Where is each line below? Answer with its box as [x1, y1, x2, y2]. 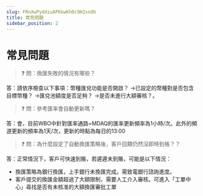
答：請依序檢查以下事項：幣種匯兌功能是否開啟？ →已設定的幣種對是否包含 [6, 85, 194, 92]
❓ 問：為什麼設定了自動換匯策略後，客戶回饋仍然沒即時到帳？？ [21, 141, 181, 148]
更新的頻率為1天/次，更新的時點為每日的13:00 [11, 127, 126, 135]
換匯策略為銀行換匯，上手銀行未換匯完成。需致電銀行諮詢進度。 [15, 168, 175, 175]
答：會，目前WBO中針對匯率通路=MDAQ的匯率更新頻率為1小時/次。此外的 [6, 120, 192, 127]
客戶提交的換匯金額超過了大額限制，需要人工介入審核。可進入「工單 [15, 176, 186, 183]
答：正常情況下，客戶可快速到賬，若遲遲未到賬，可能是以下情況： [6, 155, 171, 163]
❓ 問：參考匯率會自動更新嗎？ [21, 105, 95, 113]
